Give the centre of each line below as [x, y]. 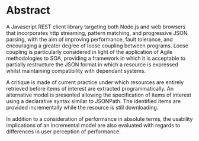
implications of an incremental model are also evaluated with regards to [93, 125]
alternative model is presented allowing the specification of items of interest [99, 95]
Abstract [28, 10]
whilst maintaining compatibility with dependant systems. [76, 70]
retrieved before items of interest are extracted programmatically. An [90, 88]
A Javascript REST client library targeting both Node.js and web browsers [96, 27]
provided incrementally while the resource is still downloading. [82, 107]
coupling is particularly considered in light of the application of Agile [89, 52]
